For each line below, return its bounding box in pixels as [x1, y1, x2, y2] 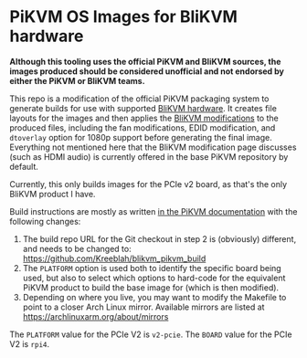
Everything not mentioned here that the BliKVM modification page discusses [9, 142, 297, 153]
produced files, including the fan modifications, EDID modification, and [9, 121, 276, 133]
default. [9, 161, 39, 172]
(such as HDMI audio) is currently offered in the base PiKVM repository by [9, 151, 289, 162]
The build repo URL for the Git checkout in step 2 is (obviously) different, [22, 233, 297, 244]
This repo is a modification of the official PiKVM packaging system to [9, 93, 270, 104]
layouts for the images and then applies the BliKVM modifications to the [9, 112, 279, 123]
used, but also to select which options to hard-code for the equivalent [22, 272, 286, 283]
